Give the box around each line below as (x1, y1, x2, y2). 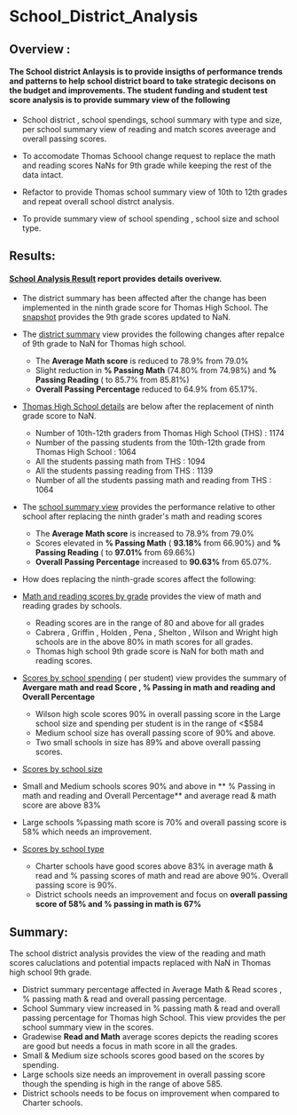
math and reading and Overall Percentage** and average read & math (21, 791, 277, 801)
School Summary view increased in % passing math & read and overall (21, 1003, 281, 1014)
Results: (9, 249, 56, 264)
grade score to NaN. (21, 410, 97, 421)
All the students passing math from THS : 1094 (35, 456, 206, 467)
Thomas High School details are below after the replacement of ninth (21, 402, 274, 412)
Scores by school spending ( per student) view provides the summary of (21, 673, 287, 683)
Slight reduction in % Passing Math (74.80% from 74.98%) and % (35, 365, 277, 376)
